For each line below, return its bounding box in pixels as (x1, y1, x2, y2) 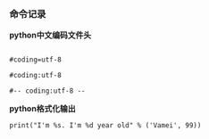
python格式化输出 (9, 103, 76, 114)
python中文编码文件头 (9, 29, 92, 41)
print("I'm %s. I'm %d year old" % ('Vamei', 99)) (9, 121, 202, 130)
